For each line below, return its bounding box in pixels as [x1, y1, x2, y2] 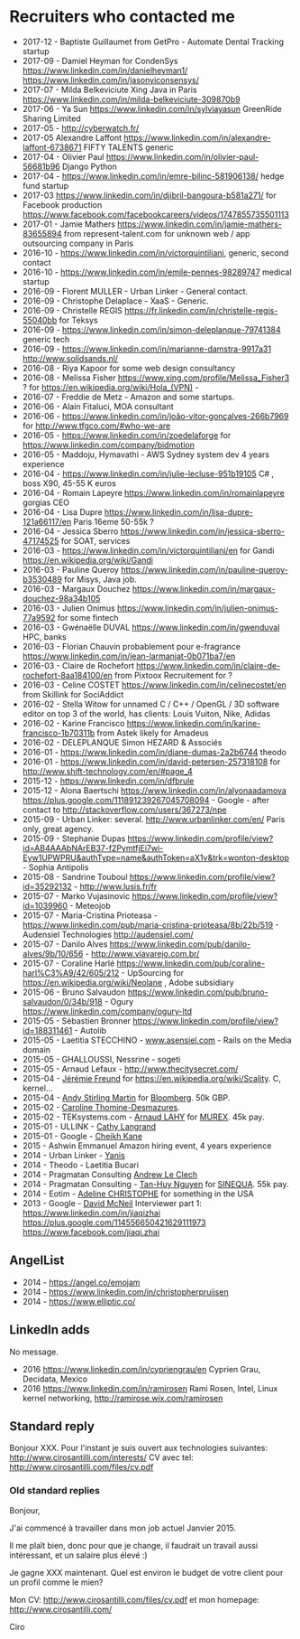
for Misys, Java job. [64, 574, 137, 585]
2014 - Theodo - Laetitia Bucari [22, 1159, 140, 1170]
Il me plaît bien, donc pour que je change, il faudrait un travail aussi [9, 1540, 259, 1550]
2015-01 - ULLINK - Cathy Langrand [22, 1120, 156, 1131]
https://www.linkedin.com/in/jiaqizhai [22, 1207, 160, 1218]
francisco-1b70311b [22, 727, 95, 738]
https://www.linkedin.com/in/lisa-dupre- [104, 506, 254, 517]
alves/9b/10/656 [22, 948, 84, 959]
